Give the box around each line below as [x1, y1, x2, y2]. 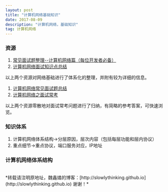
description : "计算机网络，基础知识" [5, 22, 79, 27]
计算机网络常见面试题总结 [12, 85, 67, 91]
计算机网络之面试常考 [12, 92, 58, 98]
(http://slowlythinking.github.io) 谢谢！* [5, 181, 89, 187]
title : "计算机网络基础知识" [5, 12, 61, 17]
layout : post [5, 7, 33, 13]
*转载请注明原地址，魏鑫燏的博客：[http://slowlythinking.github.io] [5, 175, 146, 181]
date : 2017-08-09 [5, 17, 43, 22]
